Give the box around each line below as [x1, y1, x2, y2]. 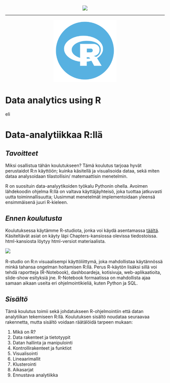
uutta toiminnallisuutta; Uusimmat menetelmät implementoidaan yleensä [5, 194, 155, 200]
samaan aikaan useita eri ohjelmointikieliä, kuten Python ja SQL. [5, 280, 138, 286]
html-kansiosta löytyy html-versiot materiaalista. [5, 238, 106, 245]
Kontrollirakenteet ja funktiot [12, 345, 72, 351]
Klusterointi [12, 361, 36, 367]
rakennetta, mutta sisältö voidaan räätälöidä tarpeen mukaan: [5, 319, 133, 325]
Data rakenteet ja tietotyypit [12, 334, 71, 340]
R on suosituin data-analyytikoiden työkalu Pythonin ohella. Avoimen [5, 183, 148, 189]
